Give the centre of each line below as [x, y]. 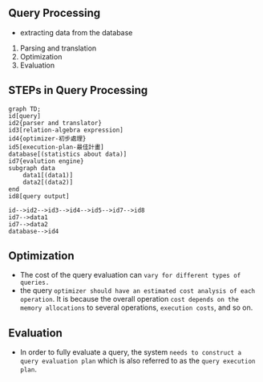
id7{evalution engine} [46, 161]
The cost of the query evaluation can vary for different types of [130, 275]
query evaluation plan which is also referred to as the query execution [138, 361]
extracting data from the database [76, 32]
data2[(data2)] [48, 182]
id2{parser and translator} [55, 123]
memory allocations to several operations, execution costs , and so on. [136, 307]
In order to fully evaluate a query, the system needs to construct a [131, 352]
